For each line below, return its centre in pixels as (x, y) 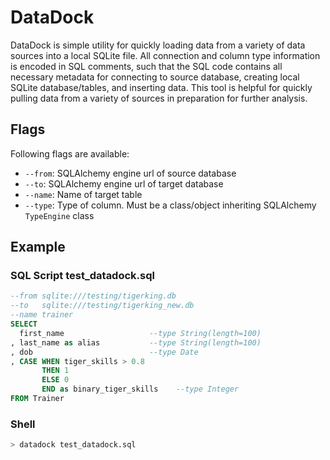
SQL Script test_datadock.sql (82, 276)
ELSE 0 (55, 380)
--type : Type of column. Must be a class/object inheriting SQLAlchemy (170, 205)
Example (38, 247)
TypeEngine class (59, 215)
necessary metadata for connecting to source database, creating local (155, 77)
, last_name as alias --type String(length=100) (136, 342)
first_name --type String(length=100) (140, 333)
